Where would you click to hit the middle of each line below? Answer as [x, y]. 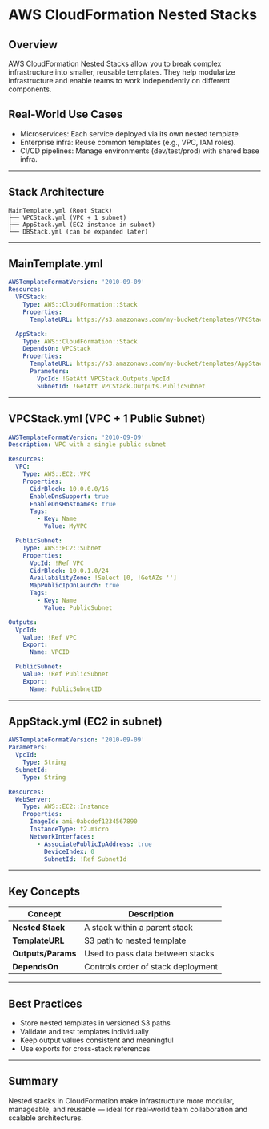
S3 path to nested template [135, 940]
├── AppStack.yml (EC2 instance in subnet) [82, 225]
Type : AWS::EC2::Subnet [62, 548]
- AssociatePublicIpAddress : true [94, 844]
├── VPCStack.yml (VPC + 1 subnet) [68, 217]
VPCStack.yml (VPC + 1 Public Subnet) [107, 419]
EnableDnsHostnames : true [72, 504]
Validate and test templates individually [84, 1032]
